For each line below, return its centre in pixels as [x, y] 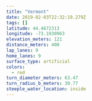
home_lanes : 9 [24, 56]
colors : [16, 67]
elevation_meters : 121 [34, 39]
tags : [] [17, 23]
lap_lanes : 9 [22, 50]
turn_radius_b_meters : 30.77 [42, 84]
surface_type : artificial [38, 61]
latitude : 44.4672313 [33, 28]
